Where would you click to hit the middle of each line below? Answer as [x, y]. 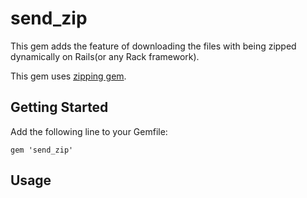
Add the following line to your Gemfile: [89, 131]
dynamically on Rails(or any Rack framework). [105, 56]
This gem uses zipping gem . [68, 76]
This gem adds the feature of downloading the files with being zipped [153, 46]
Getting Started [59, 107]
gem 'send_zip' [42, 150]
